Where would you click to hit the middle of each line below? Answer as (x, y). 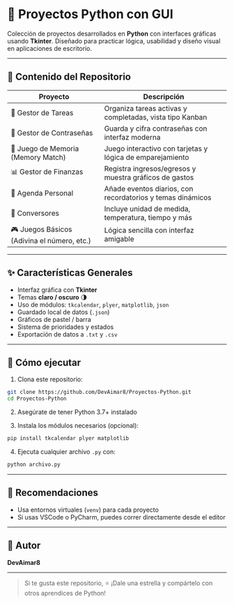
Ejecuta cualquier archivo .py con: (67, 452)
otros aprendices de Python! (65, 593)
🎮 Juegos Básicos (41, 229)
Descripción (164, 96)
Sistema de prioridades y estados (65, 327)
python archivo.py (34, 464)
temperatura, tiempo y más (148, 217)
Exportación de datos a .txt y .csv (67, 334)
